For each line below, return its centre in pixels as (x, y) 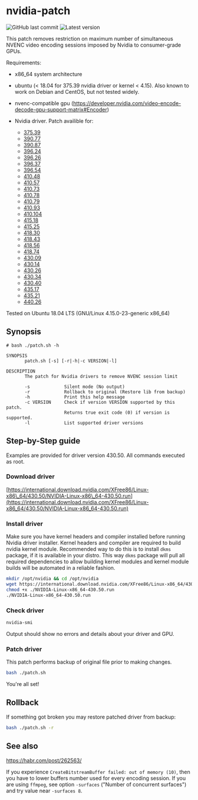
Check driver (25, 610)
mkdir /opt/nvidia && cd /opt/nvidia (52, 579)
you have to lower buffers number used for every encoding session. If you (96, 778)
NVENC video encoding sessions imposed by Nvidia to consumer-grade (94, 45)
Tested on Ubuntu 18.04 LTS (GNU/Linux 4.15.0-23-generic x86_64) (88, 313)
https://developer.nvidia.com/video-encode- (127, 103)
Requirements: (24, 63)
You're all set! (23, 684)
